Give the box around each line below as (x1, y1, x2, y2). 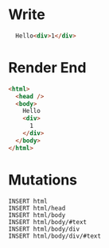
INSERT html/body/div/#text (8, 232, 102, 240)
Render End (8, 59, 87, 76)
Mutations (8, 171, 78, 188)
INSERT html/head (8, 204, 66, 212)
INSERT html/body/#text (8, 218, 88, 226)
